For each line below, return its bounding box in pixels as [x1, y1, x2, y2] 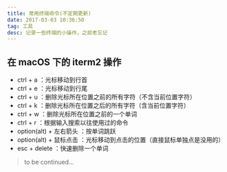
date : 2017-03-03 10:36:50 [7, 16, 85, 23]
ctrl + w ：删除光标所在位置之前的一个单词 [17, 110, 138, 119]
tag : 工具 [7, 23, 33, 29]
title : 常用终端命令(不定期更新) [7, 10, 91, 17]
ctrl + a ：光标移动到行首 [17, 76, 88, 84]
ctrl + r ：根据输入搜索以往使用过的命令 [17, 119, 129, 127]
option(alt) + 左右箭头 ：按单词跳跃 [17, 127, 116, 136]
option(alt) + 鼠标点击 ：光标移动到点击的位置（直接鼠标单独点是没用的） [17, 136, 225, 144]
